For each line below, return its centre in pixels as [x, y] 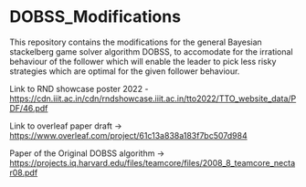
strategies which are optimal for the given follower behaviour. [125, 71]
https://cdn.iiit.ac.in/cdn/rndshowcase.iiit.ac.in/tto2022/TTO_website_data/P [153, 99]
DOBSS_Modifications [95, 17]
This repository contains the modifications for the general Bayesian [136, 42]
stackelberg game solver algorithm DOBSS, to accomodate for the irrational [152, 51]
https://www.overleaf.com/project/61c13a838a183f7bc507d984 [129, 135]
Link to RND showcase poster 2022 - [79, 88]
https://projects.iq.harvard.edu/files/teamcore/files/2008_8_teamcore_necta [153, 162]
